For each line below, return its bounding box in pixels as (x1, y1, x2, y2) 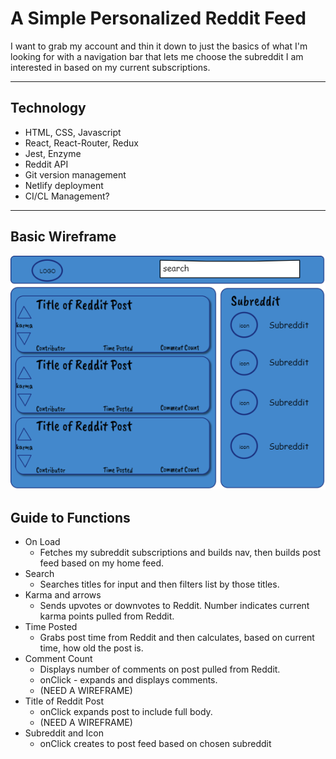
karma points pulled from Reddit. (39, 610, 175, 622)
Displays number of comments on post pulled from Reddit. (39, 663, 281, 676)
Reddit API (24, 158, 69, 170)
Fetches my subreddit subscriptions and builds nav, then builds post (39, 547, 322, 559)
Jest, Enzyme (24, 147, 82, 159)
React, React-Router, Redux (24, 137, 139, 149)
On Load (24, 536, 61, 548)
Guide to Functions (10, 509, 131, 526)
